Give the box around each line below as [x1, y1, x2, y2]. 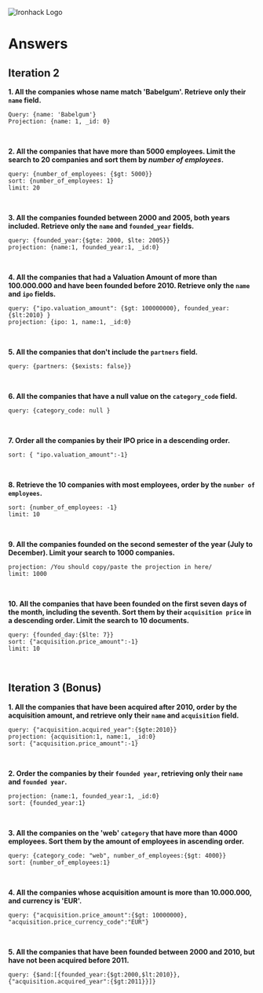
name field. [8, 95, 42, 105]
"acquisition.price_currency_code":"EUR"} [8, 917, 149, 926]
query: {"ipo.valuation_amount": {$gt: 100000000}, [8, 305, 181, 312]
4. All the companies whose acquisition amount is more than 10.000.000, [8, 888, 253, 897]
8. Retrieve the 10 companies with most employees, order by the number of [8, 480, 255, 489]
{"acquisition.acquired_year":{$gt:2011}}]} [8, 977, 156, 985]
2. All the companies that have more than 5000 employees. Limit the [8, 146, 236, 156]
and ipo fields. [8, 290, 57, 298]
